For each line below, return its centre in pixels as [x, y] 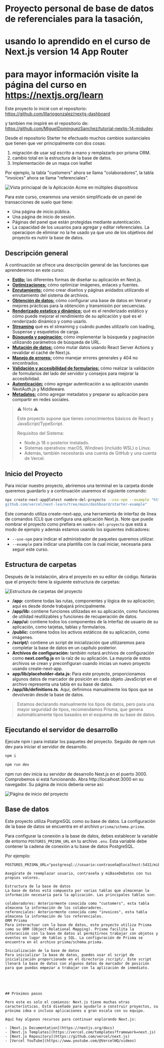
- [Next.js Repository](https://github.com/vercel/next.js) [68, 1036]
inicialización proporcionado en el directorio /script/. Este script [78, 959]
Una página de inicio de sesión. [44, 217]
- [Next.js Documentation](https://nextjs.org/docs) [60, 1028]
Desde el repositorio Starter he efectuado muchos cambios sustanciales [78, 138]
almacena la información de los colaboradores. [54, 908]
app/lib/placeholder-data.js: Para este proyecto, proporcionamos [79, 674]
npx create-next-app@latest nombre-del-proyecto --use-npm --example [77, 500]
